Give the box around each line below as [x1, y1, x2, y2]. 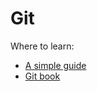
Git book [24, 70, 61, 82]
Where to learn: [10, 40, 75, 52]
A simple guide [24, 59, 87, 71]
